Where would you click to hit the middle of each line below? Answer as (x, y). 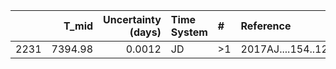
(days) (145, 32)
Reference (266, 26)
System (189, 32)
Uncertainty (132, 19)
